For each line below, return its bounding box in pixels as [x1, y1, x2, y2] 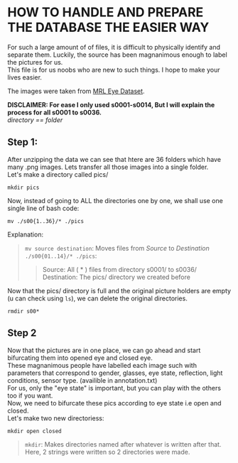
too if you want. [7, 391, 53, 400]
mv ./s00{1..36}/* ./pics [7, 217, 84, 224]
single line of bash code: [7, 204, 80, 212]
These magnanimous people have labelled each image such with [7, 361, 198, 369]
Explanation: [7, 230, 44, 239]
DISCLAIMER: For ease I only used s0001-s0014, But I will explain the [7, 100, 215, 109]
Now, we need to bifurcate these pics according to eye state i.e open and [7, 398, 222, 407]
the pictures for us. [7, 58, 63, 66]
